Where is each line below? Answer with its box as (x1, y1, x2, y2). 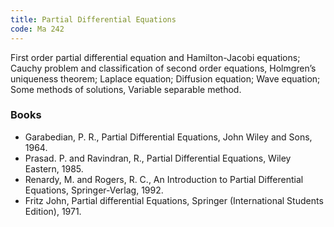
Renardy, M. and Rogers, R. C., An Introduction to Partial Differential (24, 173, 304, 185)
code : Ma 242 (10, 24, 65, 34)
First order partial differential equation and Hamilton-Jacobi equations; (10, 51, 301, 63)
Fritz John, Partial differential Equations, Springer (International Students (24, 194, 324, 206)
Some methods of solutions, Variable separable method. (10, 83, 242, 95)
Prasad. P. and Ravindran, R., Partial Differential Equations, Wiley (24, 152, 292, 164)
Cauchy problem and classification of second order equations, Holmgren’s (10, 62, 317, 74)
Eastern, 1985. (24, 162, 84, 175)
